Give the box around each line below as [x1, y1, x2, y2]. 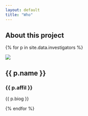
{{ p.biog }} [5, 96, 29, 102]
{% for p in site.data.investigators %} [5, 44, 83, 51]
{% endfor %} [5, 105, 35, 111]
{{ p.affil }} [5, 84, 33, 91]
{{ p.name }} [5, 69, 46, 77]
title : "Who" [5, 12, 33, 17]
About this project [5, 31, 64, 40]
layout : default [5, 7, 40, 13]
